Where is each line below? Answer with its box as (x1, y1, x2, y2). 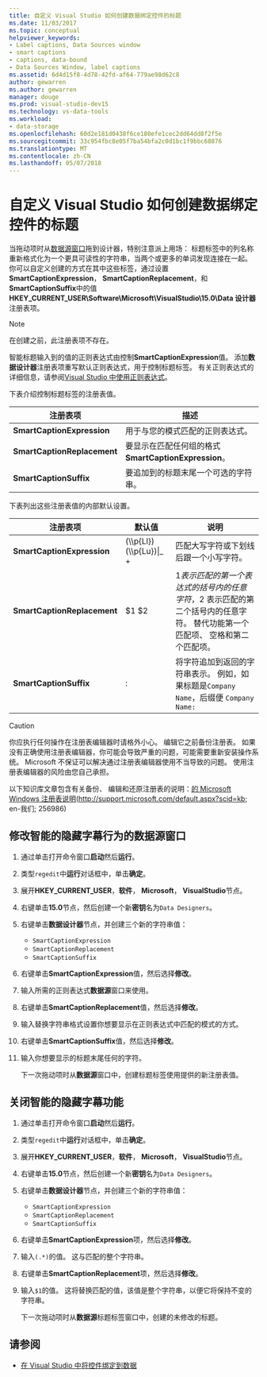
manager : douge (9, 93, 59, 101)
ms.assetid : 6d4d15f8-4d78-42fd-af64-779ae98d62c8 (9, 71, 180, 79)
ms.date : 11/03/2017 (9, 19, 78, 27)
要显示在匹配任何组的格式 (124, 440, 221, 451)
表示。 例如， (190, 668, 242, 679)
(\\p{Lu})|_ (124, 546, 164, 557)
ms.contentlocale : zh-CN (9, 152, 91, 160)
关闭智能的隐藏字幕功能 (9, 1096, 124, 1109)
